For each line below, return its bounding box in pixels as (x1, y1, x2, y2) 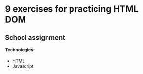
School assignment (5, 33, 65, 42)
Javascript (12, 63, 34, 69)
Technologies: (5, 47, 35, 53)
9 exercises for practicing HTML (5, 3, 139, 15)
